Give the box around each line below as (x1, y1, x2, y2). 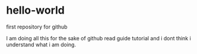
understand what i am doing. (6, 41, 76, 48)
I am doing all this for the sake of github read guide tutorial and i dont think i (6, 34, 191, 42)
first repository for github (6, 23, 68, 30)
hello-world (6, 4, 65, 17)
